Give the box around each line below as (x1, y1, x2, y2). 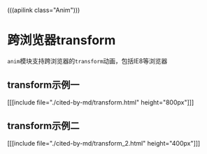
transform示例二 (7, 120, 80, 132)
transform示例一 (7, 79, 80, 91)
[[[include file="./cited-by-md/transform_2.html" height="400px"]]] (7, 139, 201, 147)
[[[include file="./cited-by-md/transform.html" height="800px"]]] (7, 98, 194, 107)
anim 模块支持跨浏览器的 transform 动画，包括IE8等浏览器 (7, 56, 168, 65)
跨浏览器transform (7, 33, 116, 48)
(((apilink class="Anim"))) (7, 6, 80, 14)
